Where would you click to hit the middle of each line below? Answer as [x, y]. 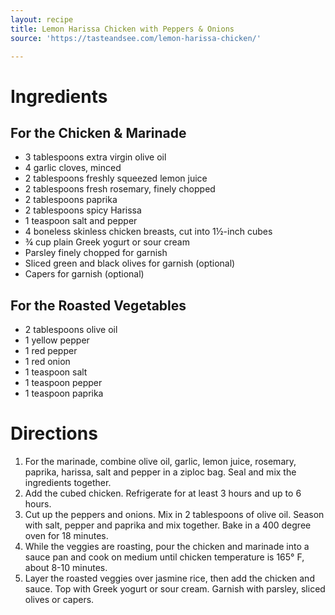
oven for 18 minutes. [66, 536]
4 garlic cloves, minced [73, 168]
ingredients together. [68, 483]
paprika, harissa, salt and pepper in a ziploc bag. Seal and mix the [160, 472]
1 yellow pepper [57, 340]
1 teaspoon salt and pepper [81, 221]
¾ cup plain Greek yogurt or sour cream [107, 242]
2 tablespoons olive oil [71, 330]
